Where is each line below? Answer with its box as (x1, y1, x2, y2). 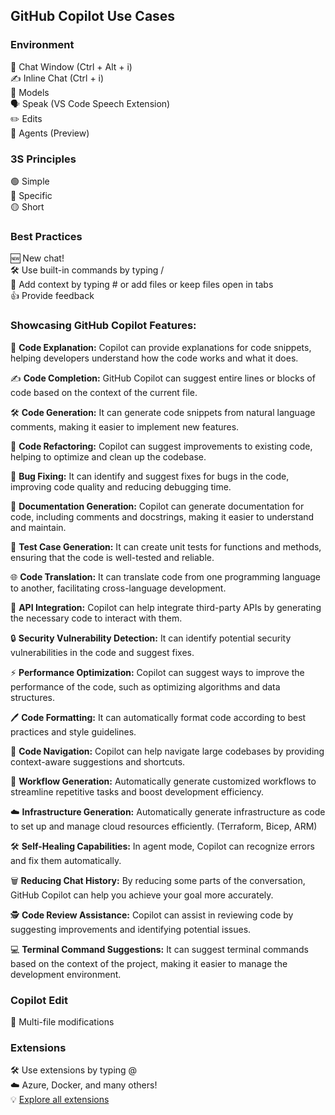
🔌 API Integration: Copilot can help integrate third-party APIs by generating (10, 601, 322, 613)
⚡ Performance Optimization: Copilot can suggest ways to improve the (10, 666, 305, 678)
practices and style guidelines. (10, 725, 137, 738)
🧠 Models (10, 86, 50, 98)
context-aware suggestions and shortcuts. (10, 755, 186, 768)
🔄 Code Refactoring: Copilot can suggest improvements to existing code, (10, 440, 313, 452)
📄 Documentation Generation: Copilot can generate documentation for (10, 500, 305, 512)
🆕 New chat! (10, 252, 65, 264)
